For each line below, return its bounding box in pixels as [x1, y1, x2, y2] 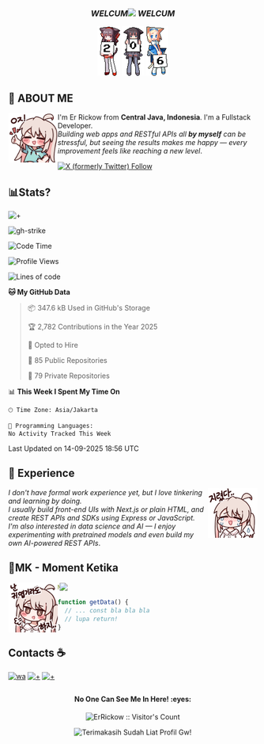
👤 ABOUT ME [8, 91, 74, 105]
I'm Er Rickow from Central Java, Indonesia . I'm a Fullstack [58, 113, 251, 122]
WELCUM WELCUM [90, 8, 175, 19]
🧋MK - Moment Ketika [8, 561, 119, 574]
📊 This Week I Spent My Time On [8, 387, 120, 396]
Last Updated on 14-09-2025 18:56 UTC [8, 444, 140, 453]
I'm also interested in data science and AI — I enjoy [8, 521, 176, 531]
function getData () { [58, 598, 129, 606]
